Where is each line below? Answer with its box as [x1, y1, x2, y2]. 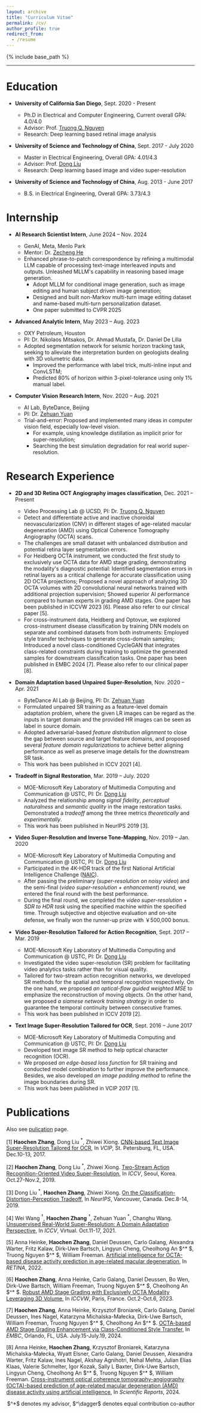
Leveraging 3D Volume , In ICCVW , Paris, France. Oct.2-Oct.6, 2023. [6, 1295, 174, 1302]
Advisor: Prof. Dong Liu [23, 160, 81, 167]
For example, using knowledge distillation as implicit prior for [32, 429, 182, 436]
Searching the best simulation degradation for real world [32, 442, 172, 449]
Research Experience [6, 470, 115, 484]
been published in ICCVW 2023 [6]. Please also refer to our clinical [23, 603, 190, 610]
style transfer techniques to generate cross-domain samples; [23, 635, 175, 642]
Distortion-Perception [6, 1195, 60, 1202]
